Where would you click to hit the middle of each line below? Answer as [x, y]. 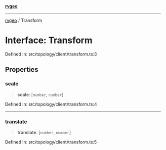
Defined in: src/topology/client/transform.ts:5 [51, 142]
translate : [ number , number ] [44, 132]
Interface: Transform [49, 40]
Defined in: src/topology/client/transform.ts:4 [51, 104]
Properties [22, 70]
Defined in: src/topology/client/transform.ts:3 [51, 54]
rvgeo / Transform [24, 20]
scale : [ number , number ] [40, 95]
